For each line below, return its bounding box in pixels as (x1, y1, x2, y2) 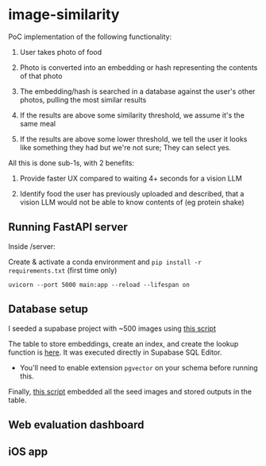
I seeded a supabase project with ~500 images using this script (8, 324, 217, 333)
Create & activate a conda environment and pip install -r (8, 257, 202, 266)
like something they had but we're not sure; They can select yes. (19, 142, 232, 152)
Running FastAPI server (8, 220, 129, 234)
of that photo (19, 71, 63, 80)
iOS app (8, 445, 48, 459)
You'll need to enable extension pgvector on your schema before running (19, 363, 258, 372)
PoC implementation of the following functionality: (8, 32, 172, 41)
